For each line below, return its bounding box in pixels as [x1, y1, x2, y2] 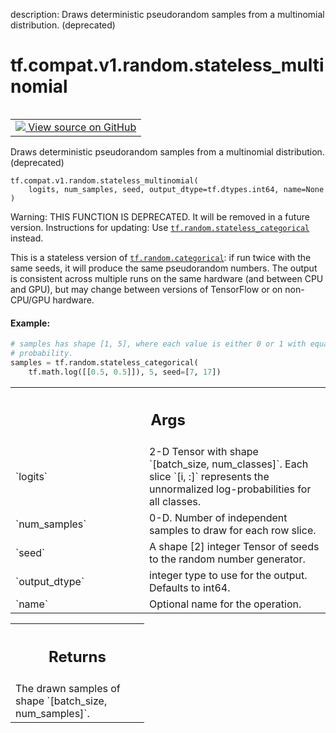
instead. [10, 232, 44, 244]
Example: [10, 317, 51, 329]
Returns [48, 647, 107, 666]
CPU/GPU [10, 294, 51, 306]
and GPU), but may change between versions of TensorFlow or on [10, 283, 283, 295]
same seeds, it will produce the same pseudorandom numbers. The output [10, 262, 318, 274]
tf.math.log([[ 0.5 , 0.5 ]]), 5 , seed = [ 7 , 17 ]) [28, 367, 222, 377]
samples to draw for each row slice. [149, 524, 317, 538]
